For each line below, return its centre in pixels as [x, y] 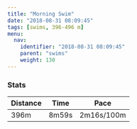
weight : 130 [38, 60]
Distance [26, 103]
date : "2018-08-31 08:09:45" [50, 21]
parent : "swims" [44, 54]
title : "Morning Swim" [41, 14]
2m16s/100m [103, 116]
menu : [15, 34]
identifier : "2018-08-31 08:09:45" [73, 47]
